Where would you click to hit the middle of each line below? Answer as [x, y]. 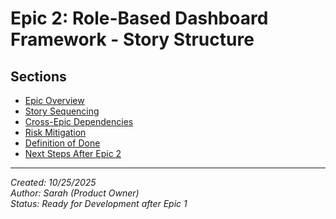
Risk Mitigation [55, 132]
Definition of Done [62, 143]
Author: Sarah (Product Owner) [75, 193]
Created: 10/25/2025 [53, 182]
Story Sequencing [62, 111]
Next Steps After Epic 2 [73, 153]
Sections [38, 76]
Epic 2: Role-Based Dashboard [139, 18]
